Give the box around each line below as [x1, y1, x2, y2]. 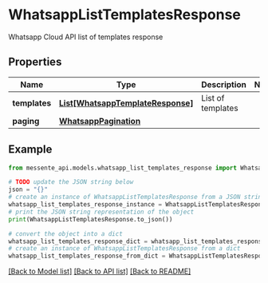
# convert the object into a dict [8, 229, 124, 237]
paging [12, 115, 40, 126]
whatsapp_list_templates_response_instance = [8, 201, 162, 209]
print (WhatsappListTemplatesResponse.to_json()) [8, 215, 173, 223]
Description [200, 78, 247, 90]
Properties [8, 55, 62, 69]
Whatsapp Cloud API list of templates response [8, 32, 164, 42]
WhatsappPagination [58, 115, 141, 126]
